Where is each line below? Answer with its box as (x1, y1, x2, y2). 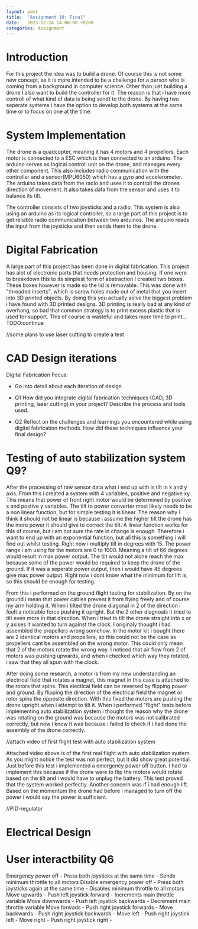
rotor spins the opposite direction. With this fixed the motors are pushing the (6, 695, 192, 702)
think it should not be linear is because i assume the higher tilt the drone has (6, 515, 192, 522)
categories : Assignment (6, 25, 65, 31)
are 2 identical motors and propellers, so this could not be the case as (6, 633, 176, 640)
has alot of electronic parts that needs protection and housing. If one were (6, 269, 187, 276)
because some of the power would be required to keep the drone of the (6, 559, 180, 566)
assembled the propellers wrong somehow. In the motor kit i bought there (6, 627, 185, 634)
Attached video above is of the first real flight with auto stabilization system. (6, 749, 191, 756)
